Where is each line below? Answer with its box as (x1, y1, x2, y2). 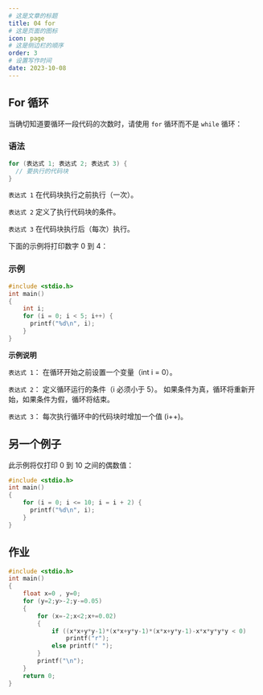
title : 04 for (8, 19, 56, 27)
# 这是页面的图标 (8, 27, 58, 35)
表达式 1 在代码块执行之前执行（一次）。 (8, 190, 138, 199)
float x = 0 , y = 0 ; (23, 590, 81, 598)
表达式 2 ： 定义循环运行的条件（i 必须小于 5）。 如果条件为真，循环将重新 (8, 384, 249, 394)
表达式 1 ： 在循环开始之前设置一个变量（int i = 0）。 (8, 367, 177, 376)
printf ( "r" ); (65, 635, 110, 643)
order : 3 (8, 49, 38, 57)
